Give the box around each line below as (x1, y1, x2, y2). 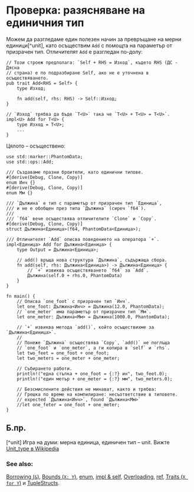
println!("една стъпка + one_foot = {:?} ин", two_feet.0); (17, 370, 167, 377)
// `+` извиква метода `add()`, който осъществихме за (17, 324, 154, 330)
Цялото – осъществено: (6, 142, 66, 149)
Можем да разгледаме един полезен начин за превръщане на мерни (6, 35, 182, 43)
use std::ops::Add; (6, 159, 54, 165)
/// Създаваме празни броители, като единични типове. (6, 169, 144, 175)
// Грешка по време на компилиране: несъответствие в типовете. (17, 391, 178, 397)
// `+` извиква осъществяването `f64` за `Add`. (27, 267, 149, 273)
